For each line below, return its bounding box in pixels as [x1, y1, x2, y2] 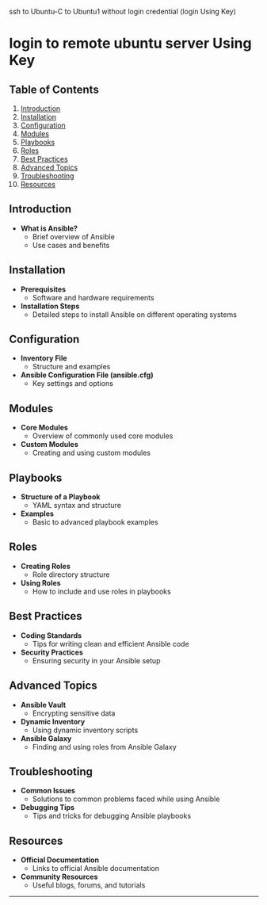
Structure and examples [32, 362, 111, 372]
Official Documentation [20, 855, 100, 865]
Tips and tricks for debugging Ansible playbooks [32, 811, 192, 821]
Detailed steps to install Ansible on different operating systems [32, 309, 237, 319]
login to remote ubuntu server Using [9, 35, 252, 52]
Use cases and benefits [32, 240, 110, 250]
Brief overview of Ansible [32, 231, 116, 241]
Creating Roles [20, 561, 71, 571]
